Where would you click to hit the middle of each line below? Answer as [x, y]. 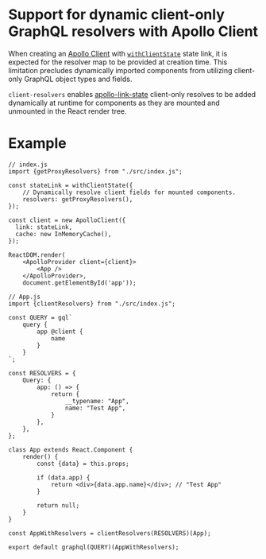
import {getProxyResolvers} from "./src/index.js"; [95, 171]
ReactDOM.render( [37, 255]
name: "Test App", [95, 408]
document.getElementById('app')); [79, 283]
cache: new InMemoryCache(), [64, 234]
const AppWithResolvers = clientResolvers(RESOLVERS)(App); [110, 533]
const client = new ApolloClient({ [67, 220]
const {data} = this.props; [83, 464]
